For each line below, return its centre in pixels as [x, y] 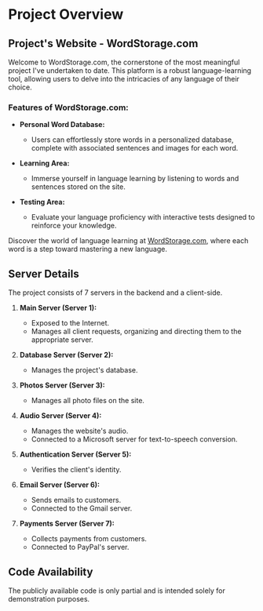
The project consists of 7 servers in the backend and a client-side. [115, 293]
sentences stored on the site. [78, 187]
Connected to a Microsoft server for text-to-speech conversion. [134, 439]
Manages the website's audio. [80, 431]
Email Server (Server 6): [60, 485]
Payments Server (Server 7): [67, 524]
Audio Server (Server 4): [60, 416]
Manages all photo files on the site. [88, 401]
